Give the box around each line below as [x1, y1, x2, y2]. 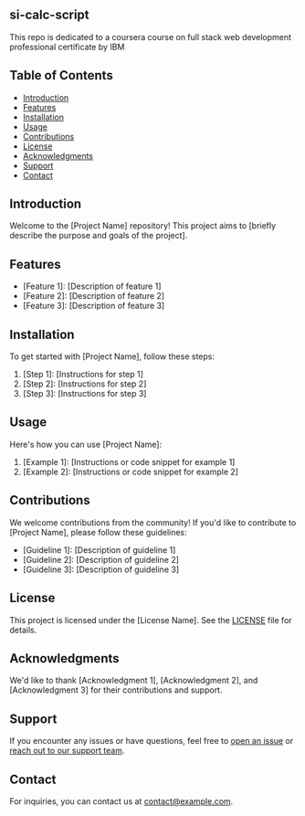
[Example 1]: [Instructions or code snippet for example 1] [22, 456, 236, 467]
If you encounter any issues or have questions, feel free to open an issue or [9, 736, 294, 747]
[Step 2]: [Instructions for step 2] [22, 378, 147, 389]
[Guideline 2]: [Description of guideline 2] [22, 554, 180, 565]
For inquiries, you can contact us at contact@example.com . [9, 795, 234, 807]
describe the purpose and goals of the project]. [9, 230, 188, 241]
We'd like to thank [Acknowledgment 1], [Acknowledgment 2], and [9, 675, 258, 686]
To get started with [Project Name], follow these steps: [9, 351, 215, 362]
